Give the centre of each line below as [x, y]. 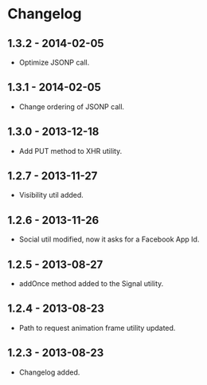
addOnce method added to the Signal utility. [91, 284]
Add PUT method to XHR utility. [70, 151]
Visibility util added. [51, 195]
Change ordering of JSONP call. [72, 106]
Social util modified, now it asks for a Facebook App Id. [109, 239]
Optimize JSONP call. [54, 62]
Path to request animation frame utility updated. [97, 328]
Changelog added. [49, 372]
